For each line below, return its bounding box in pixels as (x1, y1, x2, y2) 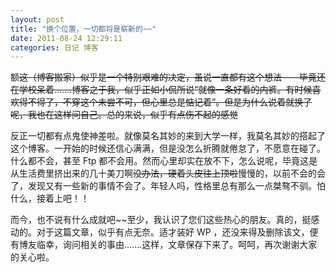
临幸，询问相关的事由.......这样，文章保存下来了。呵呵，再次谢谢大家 (36, 239, 318, 251)
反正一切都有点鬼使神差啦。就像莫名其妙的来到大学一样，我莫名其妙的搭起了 (10, 130, 326, 142)
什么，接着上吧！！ (10, 192, 90, 205)
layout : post (10, 14, 65, 25)
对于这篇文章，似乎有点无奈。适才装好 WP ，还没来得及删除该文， (36, 226, 310, 238)
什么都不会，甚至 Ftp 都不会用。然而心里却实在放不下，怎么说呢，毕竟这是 (10, 155, 318, 167)
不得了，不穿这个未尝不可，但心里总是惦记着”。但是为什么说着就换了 (27, 96, 313, 108)
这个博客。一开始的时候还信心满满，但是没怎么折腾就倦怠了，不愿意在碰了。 (10, 142, 326, 155)
